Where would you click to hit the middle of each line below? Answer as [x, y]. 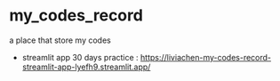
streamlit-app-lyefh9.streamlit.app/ [86, 67]
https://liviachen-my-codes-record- [206, 57]
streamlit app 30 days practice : [80, 57]
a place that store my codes [60, 40]
